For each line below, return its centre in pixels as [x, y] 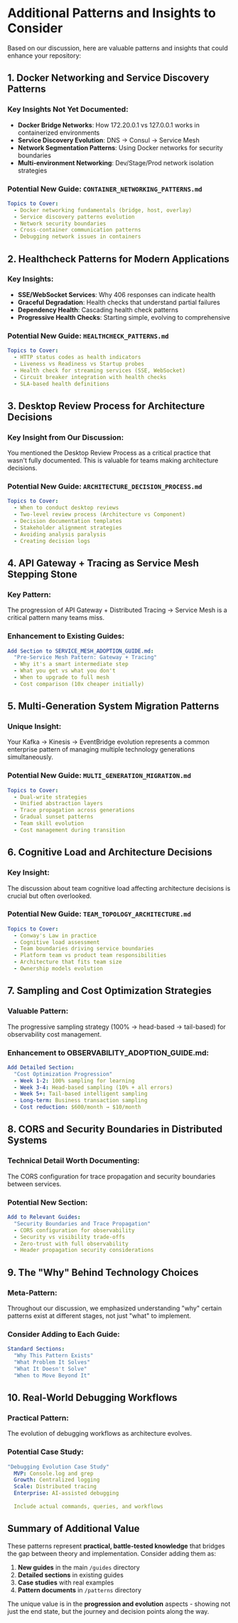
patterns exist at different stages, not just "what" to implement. [99, 1316]
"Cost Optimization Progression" [63, 1074]
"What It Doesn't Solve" [50, 1369]
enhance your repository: [44, 56]
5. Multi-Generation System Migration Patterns [113, 706]
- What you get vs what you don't [65, 671]
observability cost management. [54, 1034]
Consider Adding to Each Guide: [64, 1334]
